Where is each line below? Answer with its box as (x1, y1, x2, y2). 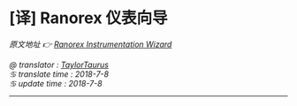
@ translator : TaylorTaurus (9, 59, 109, 70)
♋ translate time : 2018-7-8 (9, 68, 109, 79)
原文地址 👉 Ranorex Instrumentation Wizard (9, 39, 172, 49)
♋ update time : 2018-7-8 (9, 78, 103, 88)
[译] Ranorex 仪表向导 (9, 8, 168, 28)
